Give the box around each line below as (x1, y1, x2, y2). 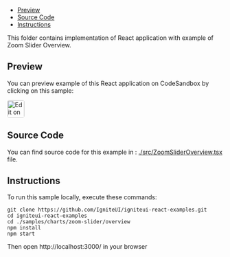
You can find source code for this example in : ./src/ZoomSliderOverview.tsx (7, 148, 223, 156)
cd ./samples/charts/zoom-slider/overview (7, 219, 130, 225)
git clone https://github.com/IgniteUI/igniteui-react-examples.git (7, 206, 207, 214)
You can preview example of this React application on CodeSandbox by (7, 79, 209, 87)
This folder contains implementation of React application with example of (7, 34, 214, 42)
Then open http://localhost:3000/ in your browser (7, 243, 148, 251)
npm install (7, 225, 41, 232)
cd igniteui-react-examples (7, 212, 88, 219)
